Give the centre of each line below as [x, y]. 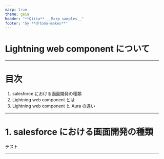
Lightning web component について [77, 49]
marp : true [16, 10]
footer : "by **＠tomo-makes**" [37, 23]
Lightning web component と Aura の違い [53, 106]
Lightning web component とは [43, 100]
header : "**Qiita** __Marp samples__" [44, 19]
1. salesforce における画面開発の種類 [79, 132]
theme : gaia [17, 14]
